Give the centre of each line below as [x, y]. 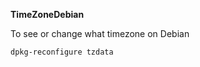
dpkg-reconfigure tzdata [62, 52]
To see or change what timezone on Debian [100, 33]
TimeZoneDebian [47, 14]
